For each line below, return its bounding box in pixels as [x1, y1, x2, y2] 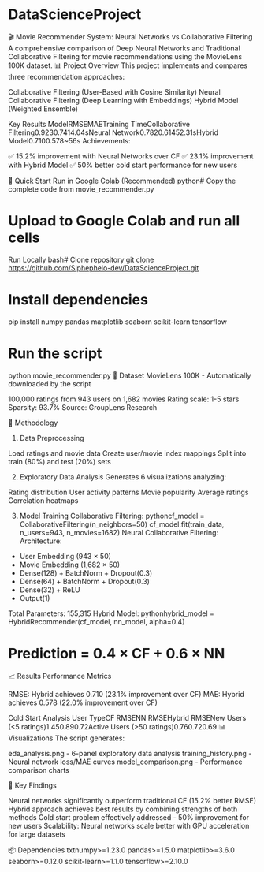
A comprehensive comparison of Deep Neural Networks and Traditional [8, 43, 240, 53]
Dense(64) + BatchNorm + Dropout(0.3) [19, 576, 150, 586]
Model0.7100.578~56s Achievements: [8, 136, 132, 145]
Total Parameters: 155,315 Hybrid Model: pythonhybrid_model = [8, 609, 215, 618]
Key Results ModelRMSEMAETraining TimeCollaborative [8, 119, 191, 129]
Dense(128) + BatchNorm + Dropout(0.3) [19, 568, 153, 577]
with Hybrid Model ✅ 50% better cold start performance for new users [8, 160, 238, 170]
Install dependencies [8, 291, 148, 309]
